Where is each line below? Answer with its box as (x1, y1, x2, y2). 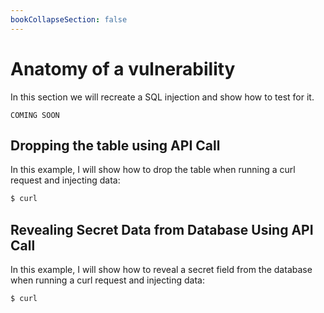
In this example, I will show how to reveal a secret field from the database (10, 264, 313, 276)
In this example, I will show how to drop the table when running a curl (10, 164, 296, 176)
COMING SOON (10, 110, 60, 120)
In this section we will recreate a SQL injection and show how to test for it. (10, 91, 315, 103)
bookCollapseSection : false (10, 14, 128, 25)
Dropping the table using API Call (10, 137, 221, 154)
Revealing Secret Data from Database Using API (10, 221, 314, 238)
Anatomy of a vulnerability (10, 57, 236, 80)
